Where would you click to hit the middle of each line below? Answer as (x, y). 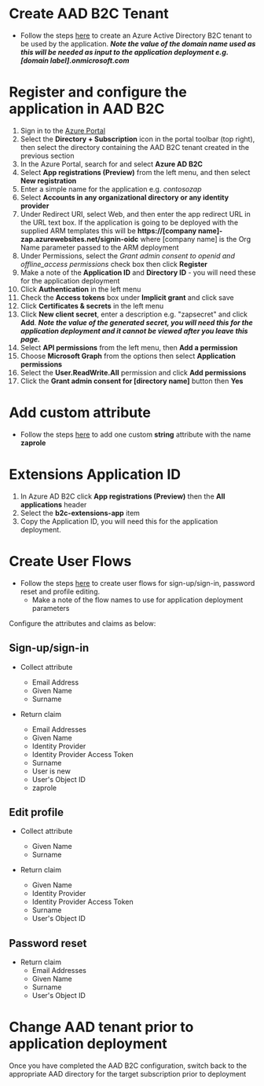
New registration (48, 181)
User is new (51, 771)
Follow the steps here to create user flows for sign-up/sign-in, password (137, 583)
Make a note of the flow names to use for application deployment (137, 600)
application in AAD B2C (87, 109)
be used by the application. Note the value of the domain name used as (138, 43)
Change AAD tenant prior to (101, 1027)
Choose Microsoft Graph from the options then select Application (128, 356)
